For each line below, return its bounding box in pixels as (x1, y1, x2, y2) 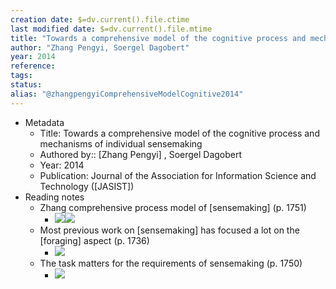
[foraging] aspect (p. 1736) (39, 234, 150, 246)
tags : (10, 71, 33, 81)
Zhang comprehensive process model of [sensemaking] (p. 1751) (39, 201, 307, 213)
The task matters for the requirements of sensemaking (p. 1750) (39, 257, 303, 269)
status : (10, 80, 43, 90)
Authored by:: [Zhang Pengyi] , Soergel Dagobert (39, 148, 243, 160)
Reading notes (24, 191, 85, 203)
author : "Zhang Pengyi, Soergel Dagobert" (10, 42, 190, 53)
